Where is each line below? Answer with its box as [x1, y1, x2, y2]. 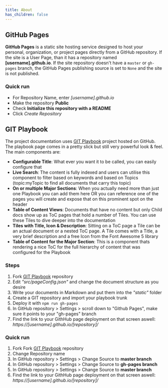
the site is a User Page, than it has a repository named [5, 55, 117, 61]
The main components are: [5, 149, 61, 155]
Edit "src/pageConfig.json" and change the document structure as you [12, 279, 159, 285]
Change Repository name [12, 351, 65, 357]
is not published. [5, 71, 40, 77]
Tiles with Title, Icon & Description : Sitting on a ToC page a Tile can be [12, 223, 160, 229]
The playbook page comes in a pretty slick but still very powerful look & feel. [5, 144, 163, 150]
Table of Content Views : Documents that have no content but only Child [12, 207, 162, 213]
